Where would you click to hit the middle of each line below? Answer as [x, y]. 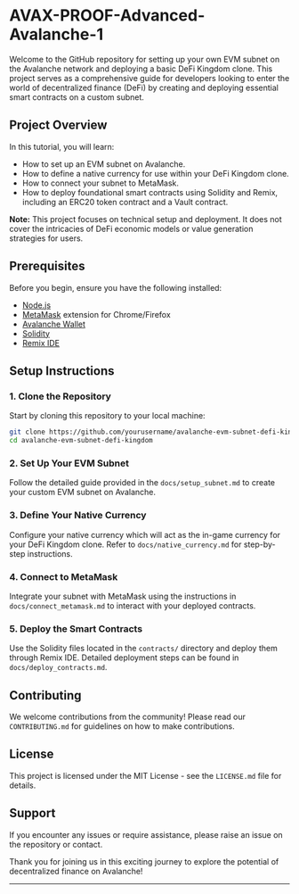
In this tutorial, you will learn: [62, 146]
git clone [28, 432]
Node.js [36, 305]
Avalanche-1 [57, 34]
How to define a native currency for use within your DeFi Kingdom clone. [155, 173]
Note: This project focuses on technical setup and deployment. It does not [145, 219]
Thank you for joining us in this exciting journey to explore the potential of [144, 861]
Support [32, 813]
